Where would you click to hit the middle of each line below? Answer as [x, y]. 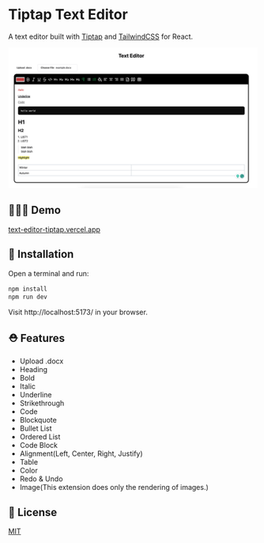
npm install [28, 289]
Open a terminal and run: [49, 273]
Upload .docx [41, 361]
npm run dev [28, 297]
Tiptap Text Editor [68, 15]
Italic [28, 386]
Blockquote [38, 420]
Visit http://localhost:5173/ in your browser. [78, 312]
